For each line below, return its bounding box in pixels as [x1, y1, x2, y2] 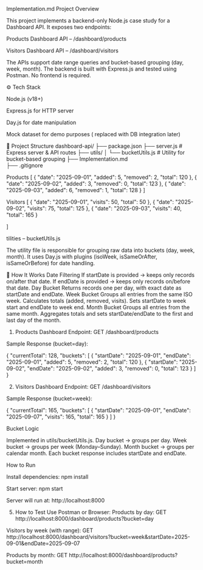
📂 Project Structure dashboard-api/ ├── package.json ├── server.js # [6, 142, 183, 150]
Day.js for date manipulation [6, 119, 77, 126]
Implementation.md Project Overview [6, 5, 99, 12]
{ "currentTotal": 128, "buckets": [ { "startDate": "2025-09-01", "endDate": [6, 352, 191, 359]
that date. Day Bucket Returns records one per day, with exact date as [6, 284, 182, 291]
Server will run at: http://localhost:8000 [6, 497, 105, 504]
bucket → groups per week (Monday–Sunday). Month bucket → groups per [6, 443, 194, 450]
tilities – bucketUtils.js [6, 235, 61, 242]
